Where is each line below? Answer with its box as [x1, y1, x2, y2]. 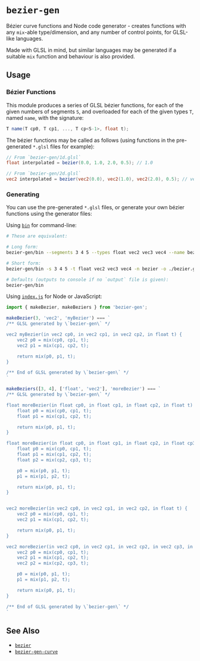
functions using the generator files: [6, 210, 92, 218]
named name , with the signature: [6, 114, 84, 121]
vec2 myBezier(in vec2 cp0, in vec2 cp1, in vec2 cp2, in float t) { [6, 331, 183, 338]
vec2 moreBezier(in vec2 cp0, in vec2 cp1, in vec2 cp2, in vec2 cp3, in [6, 544, 193, 550]
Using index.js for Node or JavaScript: [6, 293, 102, 300]
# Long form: [6, 244, 39, 250]
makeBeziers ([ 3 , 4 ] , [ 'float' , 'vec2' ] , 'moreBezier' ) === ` [6, 386, 161, 392]
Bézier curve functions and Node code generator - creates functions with [6, 22, 186, 29]
